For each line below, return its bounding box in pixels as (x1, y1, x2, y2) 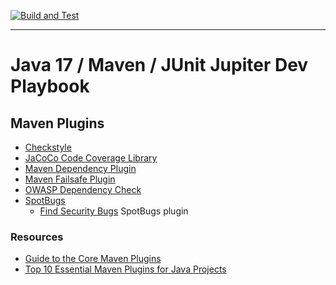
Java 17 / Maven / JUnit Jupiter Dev (10, 54, 309, 77)
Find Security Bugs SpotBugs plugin (39, 205, 189, 217)
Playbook (10, 75, 90, 98)
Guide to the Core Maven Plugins (24, 253, 162, 265)
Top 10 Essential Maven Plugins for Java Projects (24, 263, 227, 275)
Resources (10, 230, 64, 244)
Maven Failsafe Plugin (24, 173, 116, 185)
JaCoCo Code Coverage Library (24, 152, 158, 164)
